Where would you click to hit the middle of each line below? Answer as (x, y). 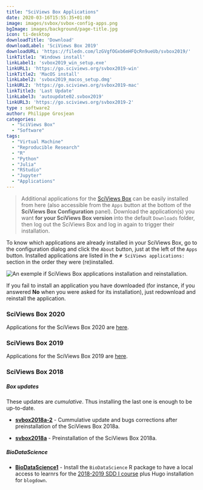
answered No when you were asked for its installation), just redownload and (101, 291)
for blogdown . (31, 480)
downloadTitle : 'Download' (40, 40)
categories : (21, 119)
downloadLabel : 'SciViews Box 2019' (52, 46)
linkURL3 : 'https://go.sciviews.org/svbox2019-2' (70, 102)
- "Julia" (24, 165)
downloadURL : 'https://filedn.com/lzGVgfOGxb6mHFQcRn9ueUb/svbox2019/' (98, 52)
